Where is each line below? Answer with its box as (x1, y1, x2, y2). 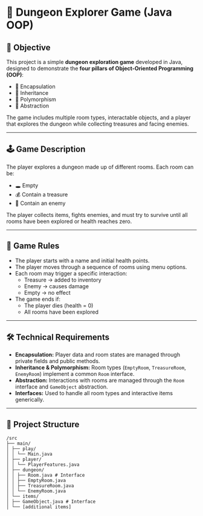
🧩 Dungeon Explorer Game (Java (6, 5, 172, 19)
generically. (14, 396, 44, 404)
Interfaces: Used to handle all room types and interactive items (14, 390, 173, 397)
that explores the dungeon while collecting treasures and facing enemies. (6, 120, 189, 127)
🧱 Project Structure (6, 419, 80, 430)
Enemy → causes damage (24, 282, 89, 289)
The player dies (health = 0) (24, 302, 94, 309)
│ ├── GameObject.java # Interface (6, 498, 96, 505)
